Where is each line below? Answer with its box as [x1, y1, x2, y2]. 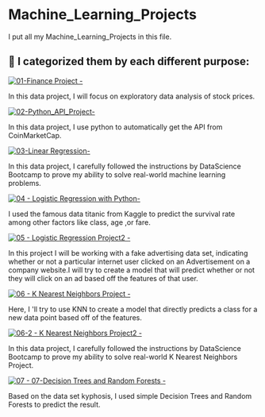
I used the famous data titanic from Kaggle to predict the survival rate [8, 209, 236, 218]
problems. [8, 178, 41, 187]
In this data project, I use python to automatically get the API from [8, 122, 223, 132]
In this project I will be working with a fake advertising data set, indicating [8, 248, 248, 257]
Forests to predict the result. [8, 400, 101, 409]
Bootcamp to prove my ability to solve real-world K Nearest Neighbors [8, 352, 238, 361]
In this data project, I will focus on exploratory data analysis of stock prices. [8, 91, 255, 101]
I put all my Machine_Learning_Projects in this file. [8, 32, 172, 41]
